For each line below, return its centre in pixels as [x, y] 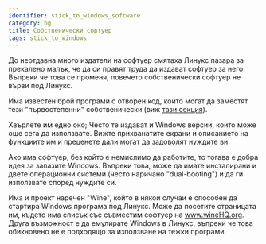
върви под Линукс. [41, 86]
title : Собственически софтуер [60, 30]
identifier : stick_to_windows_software [74, 15]
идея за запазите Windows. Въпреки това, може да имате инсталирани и [133, 166]
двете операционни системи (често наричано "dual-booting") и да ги [126, 174]
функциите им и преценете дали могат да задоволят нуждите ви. [119, 142]
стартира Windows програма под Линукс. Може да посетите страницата [133, 207]
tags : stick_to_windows [48, 38]
